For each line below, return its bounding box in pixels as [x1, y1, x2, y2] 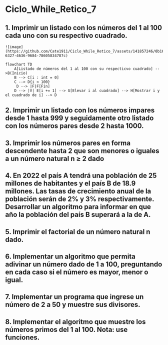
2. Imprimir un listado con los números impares [5, 106, 155, 114]
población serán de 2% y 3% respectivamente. [5, 195, 154, 203]
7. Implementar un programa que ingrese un [5, 292, 144, 301]
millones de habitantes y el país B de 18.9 [5, 179, 136, 188]
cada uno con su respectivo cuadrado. [5, 31, 127, 39]
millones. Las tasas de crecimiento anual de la [5, 187, 151, 195]
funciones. [5, 333, 40, 341]
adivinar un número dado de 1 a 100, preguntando [5, 260, 162, 268]
